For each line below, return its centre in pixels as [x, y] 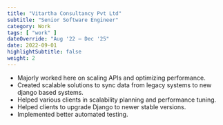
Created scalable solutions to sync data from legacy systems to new [114, 85]
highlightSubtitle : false [44, 52]
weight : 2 [21, 58]
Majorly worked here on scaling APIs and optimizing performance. [111, 78]
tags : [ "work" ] [32, 33]
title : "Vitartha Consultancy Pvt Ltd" [65, 13]
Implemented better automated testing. [72, 114]
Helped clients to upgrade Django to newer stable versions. [101, 106]
